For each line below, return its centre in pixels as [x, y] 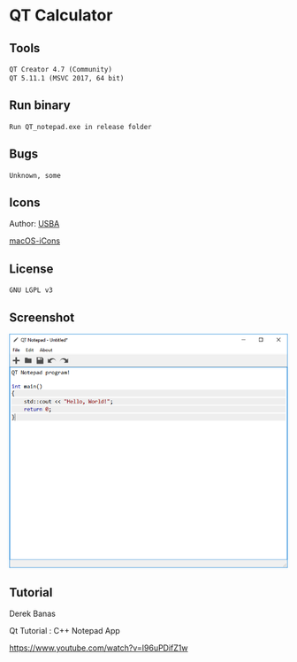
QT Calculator [61, 15]
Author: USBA [34, 224]
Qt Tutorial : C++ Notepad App [65, 631]
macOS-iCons [34, 241]
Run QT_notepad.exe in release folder [80, 127]
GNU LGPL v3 [31, 290]
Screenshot [42, 317]
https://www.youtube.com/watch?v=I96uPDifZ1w [99, 648]
